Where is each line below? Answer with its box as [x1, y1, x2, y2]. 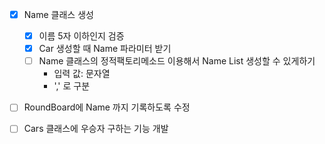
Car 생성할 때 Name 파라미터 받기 [38, 43, 172, 55]
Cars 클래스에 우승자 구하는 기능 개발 [23, 123, 169, 135]
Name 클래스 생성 [23, 9, 94, 20]
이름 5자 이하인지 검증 [38, 30, 125, 42]
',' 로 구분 [53, 80, 91, 92]
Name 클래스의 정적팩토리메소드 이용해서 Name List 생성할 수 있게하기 [38, 55, 316, 67]
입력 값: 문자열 [53, 68, 111, 80]
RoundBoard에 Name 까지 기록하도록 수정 [23, 101, 191, 113]
